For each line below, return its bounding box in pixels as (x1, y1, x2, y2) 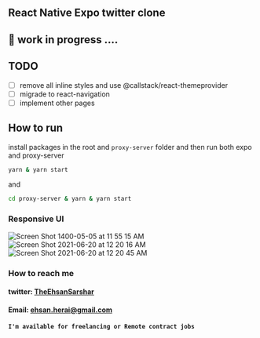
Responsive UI (8, 213, 64, 224)
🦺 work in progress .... (8, 33, 119, 46)
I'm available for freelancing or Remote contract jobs (8, 323, 195, 331)
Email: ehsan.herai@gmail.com (8, 305, 112, 314)
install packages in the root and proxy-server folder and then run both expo (8, 142, 253, 151)
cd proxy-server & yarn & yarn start (8, 195, 132, 203)
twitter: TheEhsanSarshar (8, 287, 94, 296)
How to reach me (8, 267, 75, 278)
